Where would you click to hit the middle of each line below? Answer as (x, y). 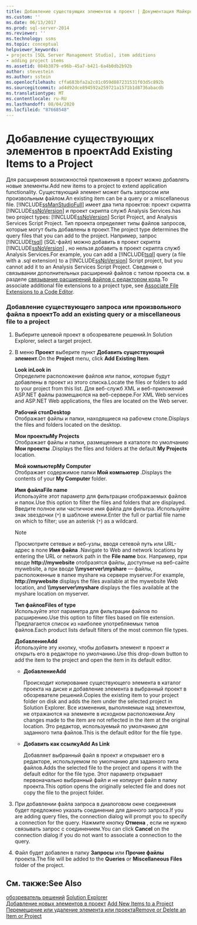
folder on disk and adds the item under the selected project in (98, 701)
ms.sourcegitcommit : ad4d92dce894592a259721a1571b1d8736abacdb (85, 88)
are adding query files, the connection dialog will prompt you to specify (101, 816)
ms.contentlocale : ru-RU (36, 98)
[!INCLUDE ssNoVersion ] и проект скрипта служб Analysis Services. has (94, 211)
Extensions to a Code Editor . (40, 292)
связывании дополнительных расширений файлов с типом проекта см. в (98, 273)
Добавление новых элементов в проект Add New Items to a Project (90, 904)
